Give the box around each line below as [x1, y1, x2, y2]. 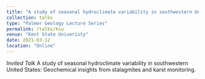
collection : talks [6, 15, 53, 21]
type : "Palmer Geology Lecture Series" [6, 20, 108, 26]
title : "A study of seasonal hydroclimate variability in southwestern [6, 9, 192, 15]
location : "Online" [6, 43, 56, 49]
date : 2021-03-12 [6, 37, 51, 43]
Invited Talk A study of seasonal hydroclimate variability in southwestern [6, 59, 189, 67]
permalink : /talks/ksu [6, 26, 64, 32]
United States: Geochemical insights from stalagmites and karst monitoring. [6, 66, 196, 73]
